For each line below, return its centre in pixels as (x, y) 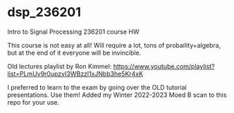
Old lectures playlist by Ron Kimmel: (60, 66)
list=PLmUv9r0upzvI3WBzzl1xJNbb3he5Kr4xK (75, 74)
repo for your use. (33, 102)
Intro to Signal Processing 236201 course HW (73, 32)
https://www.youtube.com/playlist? (164, 66)
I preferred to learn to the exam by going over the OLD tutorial (97, 87)
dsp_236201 (44, 12)
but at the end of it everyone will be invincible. (74, 53)
